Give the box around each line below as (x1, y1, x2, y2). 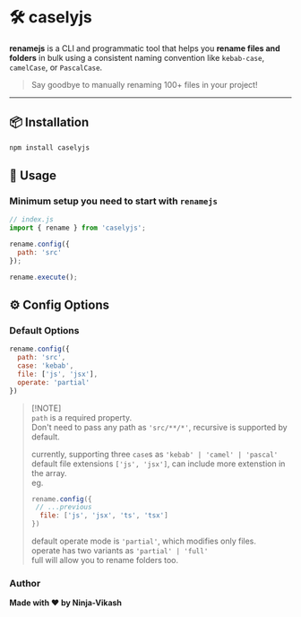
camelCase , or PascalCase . (9, 62, 103, 73)
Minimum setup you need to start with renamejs (9, 195, 218, 207)
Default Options (9, 324, 80, 336)
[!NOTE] (30, 403, 62, 413)
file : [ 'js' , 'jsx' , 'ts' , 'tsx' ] (39, 511, 168, 520)
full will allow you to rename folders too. (30, 555, 179, 565)
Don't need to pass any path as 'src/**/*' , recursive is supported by (30, 421, 288, 432)
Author (9, 577, 41, 589)
